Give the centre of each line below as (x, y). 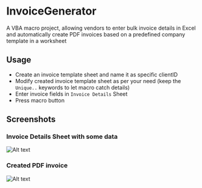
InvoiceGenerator (51, 11)
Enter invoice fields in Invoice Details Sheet (71, 94)
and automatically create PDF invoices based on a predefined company (96, 34)
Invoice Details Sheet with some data (62, 136)
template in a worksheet (37, 41)
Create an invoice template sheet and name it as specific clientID (96, 75)
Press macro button (40, 100)
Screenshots (31, 119)
